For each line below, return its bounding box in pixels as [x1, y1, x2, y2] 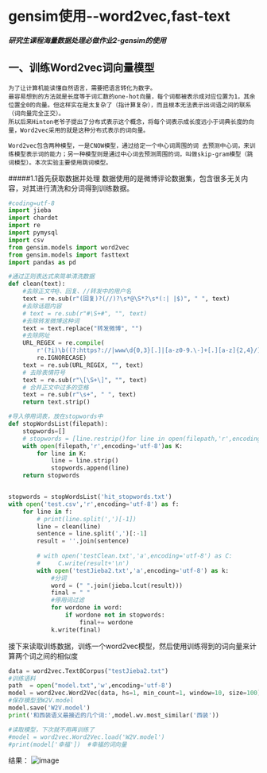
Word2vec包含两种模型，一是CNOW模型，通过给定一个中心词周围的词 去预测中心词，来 [8, 141, 250, 149]
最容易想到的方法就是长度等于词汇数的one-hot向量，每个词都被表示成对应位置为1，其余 [8, 92, 256, 100]
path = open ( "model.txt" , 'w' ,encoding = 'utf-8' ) [8, 682, 172, 690]
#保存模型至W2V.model [8, 697, 74, 705]
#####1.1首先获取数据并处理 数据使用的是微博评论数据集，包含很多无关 [8, 173, 242, 183]
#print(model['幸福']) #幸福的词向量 [8, 740, 127, 748]
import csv [8, 236, 44, 244]
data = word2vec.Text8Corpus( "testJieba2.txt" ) [8, 667, 169, 675]
